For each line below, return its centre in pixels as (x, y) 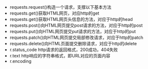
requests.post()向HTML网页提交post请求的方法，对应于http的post (76, 25)
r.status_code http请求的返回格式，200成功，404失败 (64, 50)
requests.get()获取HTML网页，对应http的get (54, 13)
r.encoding (21, 61)
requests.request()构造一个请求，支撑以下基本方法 (60, 7)
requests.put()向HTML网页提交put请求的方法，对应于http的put (73, 31)
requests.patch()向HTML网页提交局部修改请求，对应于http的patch (76, 37)
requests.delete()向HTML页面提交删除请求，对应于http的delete (73, 43)
